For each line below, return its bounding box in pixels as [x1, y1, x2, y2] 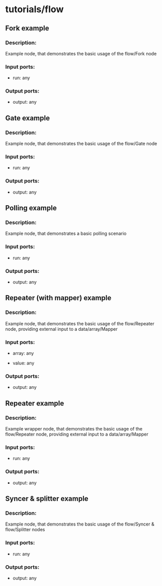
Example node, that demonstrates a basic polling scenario [5, 230, 127, 237]
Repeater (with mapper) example [5, 294, 112, 302]
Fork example [5, 24, 49, 33]
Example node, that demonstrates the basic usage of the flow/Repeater [5, 320, 155, 326]
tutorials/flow [5, 4, 64, 15]
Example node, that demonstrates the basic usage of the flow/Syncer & [5, 521, 155, 527]
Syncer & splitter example [5, 494, 89, 503]
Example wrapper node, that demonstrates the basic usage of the [5, 426, 143, 431]
